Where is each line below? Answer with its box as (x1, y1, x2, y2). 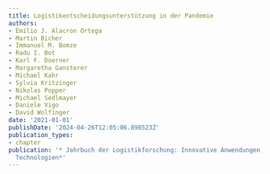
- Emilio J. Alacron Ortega (8, 26, 103, 34)
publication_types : (8, 131, 74, 139)
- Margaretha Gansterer (8, 64, 88, 72)
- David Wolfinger (8, 109, 70, 117)
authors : (8, 19, 38, 27)
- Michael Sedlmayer (8, 94, 78, 102)
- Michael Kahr (8, 71, 59, 79)
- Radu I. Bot (8, 49, 56, 57)
